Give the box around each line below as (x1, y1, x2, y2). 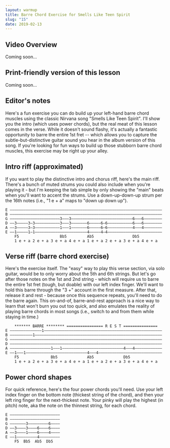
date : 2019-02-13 (5, 21, 42, 27)
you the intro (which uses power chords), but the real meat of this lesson (5, 121, 157, 127)
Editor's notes (5, 97, 51, 105)
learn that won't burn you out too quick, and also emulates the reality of (5, 303, 155, 309)
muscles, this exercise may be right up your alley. (5, 147, 109, 154)
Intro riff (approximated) (5, 163, 84, 171)
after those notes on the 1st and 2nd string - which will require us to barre (5, 276, 159, 282)
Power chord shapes (5, 373, 72, 382)
